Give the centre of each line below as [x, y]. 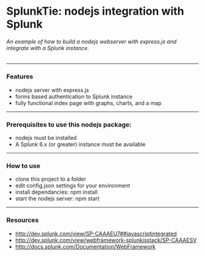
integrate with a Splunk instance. [48, 48]
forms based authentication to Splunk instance [74, 97]
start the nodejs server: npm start [57, 199]
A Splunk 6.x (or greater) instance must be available [80, 144]
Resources [23, 220]
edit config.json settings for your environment [73, 186]
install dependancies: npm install [56, 192]
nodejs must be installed [46, 137]
